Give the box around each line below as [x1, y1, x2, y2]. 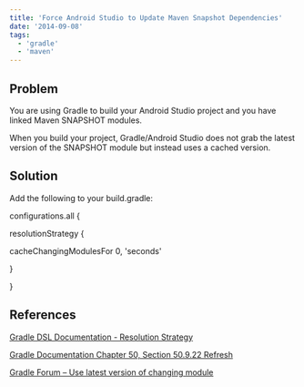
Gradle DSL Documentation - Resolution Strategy [9, 331, 194, 342]
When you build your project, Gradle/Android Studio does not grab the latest [9, 132, 296, 143]
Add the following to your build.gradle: [9, 192, 153, 203]
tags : [9, 30, 30, 39]
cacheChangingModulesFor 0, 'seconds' [9, 245, 162, 256]
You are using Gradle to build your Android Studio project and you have [9, 105, 277, 116]
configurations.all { [9, 210, 80, 221]
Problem [9, 81, 59, 97]
